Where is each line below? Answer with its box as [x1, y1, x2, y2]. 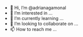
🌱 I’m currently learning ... [10, 15, 64, 21]
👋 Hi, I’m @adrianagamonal [10, 5, 66, 10]
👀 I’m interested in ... [10, 10, 53, 16]
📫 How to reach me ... [10, 26, 57, 32]
